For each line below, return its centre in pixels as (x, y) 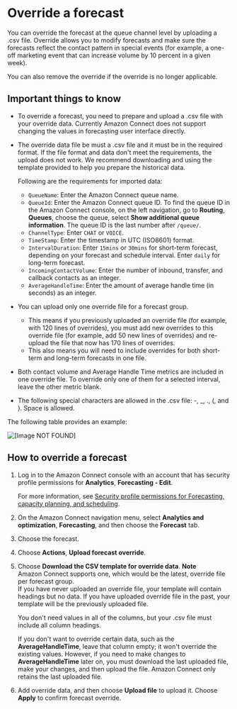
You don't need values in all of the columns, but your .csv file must (115, 618)
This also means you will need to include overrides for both (114, 350)
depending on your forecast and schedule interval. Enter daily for (124, 255)
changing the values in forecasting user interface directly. (102, 131)
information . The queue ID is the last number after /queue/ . (115, 225)
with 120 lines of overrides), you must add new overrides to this (121, 328)
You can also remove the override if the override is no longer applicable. (112, 77)
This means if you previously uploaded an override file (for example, (128, 320)
